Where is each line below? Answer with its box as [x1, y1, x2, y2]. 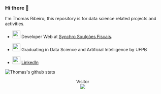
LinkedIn [21, 60, 39, 65]
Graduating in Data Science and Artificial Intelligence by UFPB [21, 47, 147, 53]
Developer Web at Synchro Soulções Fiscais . [21, 34, 112, 40]
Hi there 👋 [5, 4, 30, 11]
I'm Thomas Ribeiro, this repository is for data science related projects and [5, 16, 157, 22]
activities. [5, 21, 25, 27]
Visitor [76, 79, 90, 85]
